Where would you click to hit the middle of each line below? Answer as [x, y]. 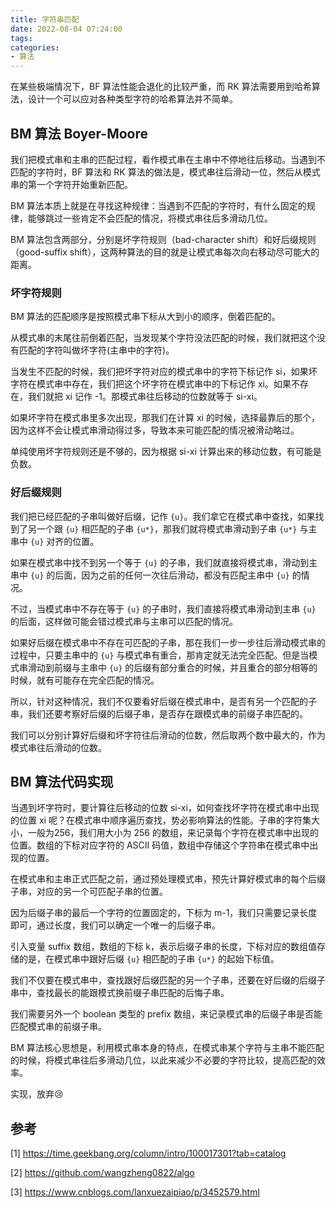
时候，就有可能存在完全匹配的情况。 [85, 680]
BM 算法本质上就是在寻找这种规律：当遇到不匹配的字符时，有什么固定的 [158, 205]
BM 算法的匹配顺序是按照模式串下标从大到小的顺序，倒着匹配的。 [145, 317]
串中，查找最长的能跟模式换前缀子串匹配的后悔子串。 [120, 993]
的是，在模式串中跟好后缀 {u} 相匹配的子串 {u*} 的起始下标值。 [149, 959]
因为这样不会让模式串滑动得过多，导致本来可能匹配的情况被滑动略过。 [155, 430]
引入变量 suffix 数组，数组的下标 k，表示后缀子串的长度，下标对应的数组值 [164, 947]
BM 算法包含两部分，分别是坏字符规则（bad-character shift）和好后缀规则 [163, 239]
